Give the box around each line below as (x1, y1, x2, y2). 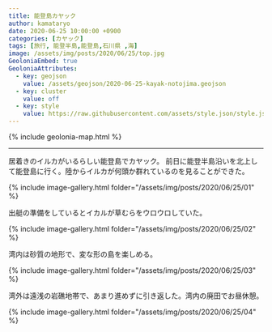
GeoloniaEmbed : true (8, 57, 79, 66)
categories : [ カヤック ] (8, 34, 83, 43)
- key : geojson (15, 72, 67, 80)
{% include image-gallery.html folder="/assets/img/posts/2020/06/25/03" (8, 266, 257, 275)
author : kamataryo (8, 19, 70, 28)
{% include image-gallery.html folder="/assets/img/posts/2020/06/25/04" (8, 307, 257, 317)
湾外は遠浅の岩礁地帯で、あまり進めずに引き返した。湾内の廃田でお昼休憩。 (8, 291, 264, 300)
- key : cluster (15, 87, 67, 96)
